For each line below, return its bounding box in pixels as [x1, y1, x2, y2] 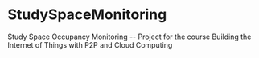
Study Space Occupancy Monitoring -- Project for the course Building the [7, 32, 252, 41]
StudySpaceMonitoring [7, 6, 167, 24]
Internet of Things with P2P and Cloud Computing [7, 40, 173, 49]
